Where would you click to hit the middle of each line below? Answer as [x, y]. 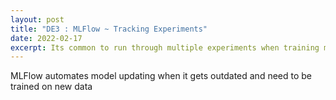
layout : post [37, 19]
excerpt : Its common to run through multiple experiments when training [165, 47]
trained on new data [51, 87]
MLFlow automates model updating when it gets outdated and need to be [161, 76]
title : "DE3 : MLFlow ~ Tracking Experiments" [109, 29]
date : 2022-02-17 [46, 38]
